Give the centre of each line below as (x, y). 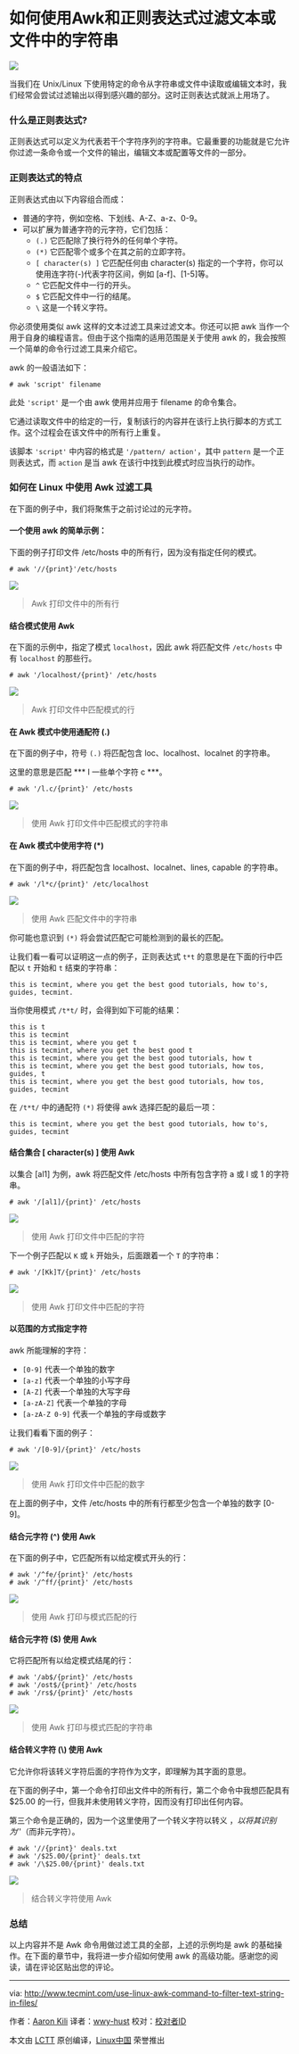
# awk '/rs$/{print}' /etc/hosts (71, 1693)
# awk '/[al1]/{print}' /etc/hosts (75, 1202)
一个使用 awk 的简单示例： (58, 531)
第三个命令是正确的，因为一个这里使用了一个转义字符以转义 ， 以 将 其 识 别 (143, 1820)
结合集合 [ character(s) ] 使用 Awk (72, 1153)
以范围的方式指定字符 (48, 1329)
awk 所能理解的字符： (49, 1350)
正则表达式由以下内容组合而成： (68, 199)
